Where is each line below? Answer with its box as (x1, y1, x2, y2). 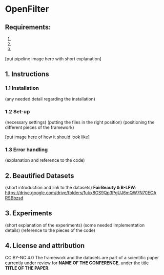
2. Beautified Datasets (5, 172, 74, 180)
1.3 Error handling (5, 146, 48, 153)
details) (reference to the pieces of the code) (5, 227, 96, 233)
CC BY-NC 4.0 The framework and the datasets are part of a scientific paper (5, 254, 159, 260)
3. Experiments (5, 209, 52, 218)
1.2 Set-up (5, 108, 30, 115)
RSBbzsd (5, 195, 23, 201)
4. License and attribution (5, 242, 85, 250)
